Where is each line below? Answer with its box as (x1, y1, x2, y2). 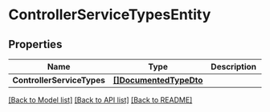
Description (211, 62, 257, 72)
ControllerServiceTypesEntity (8, 6, 211, 24)
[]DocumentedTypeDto (112, 74, 203, 86)
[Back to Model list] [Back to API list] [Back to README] (8, 95, 193, 105)
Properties (8, 38, 63, 51)
